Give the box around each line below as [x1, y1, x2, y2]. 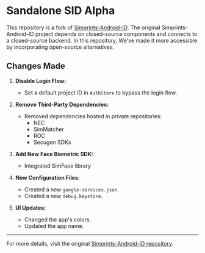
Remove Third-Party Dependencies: [15, 101, 109, 108]
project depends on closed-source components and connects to [35, 30, 198, 37]
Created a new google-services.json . [24, 185, 119, 193]
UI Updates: [15, 204, 46, 211]
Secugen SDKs [33, 138, 71, 146]
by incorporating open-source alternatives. [6, 43, 115, 51]
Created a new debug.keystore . [24, 192, 103, 199]
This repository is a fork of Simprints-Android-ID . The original [6, 24, 160, 31]
